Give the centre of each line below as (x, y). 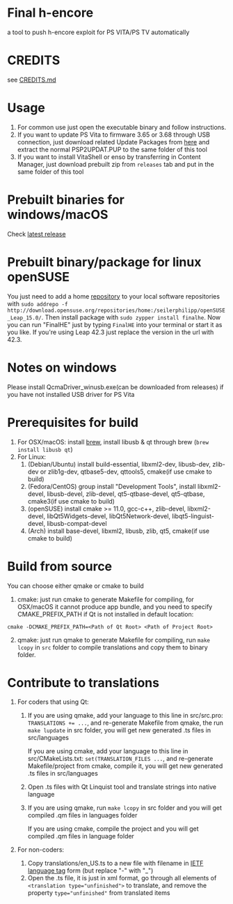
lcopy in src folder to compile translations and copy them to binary (113, 647)
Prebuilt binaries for (66, 199)
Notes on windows (62, 367)
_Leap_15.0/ (24, 318)
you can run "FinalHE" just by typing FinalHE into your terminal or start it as (115, 324)
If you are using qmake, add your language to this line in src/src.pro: (126, 716)
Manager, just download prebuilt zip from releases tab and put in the (115, 164)
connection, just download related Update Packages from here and (113, 142)
